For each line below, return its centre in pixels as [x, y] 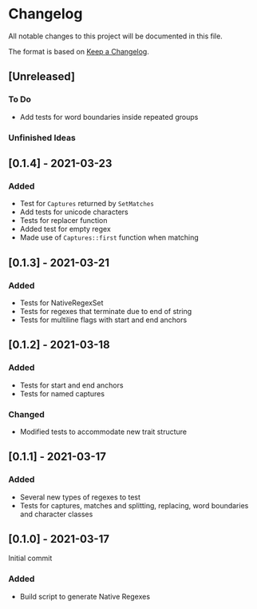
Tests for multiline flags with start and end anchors [103, 320]
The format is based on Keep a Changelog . [79, 51]
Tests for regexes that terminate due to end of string [106, 311]
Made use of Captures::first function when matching [109, 237]
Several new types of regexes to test [80, 497]
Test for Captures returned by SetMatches [87, 204]
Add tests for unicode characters [74, 212]
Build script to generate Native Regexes [85, 596]
